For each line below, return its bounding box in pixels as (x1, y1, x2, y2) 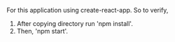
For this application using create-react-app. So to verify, (6, 6, 169, 14)
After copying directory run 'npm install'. (16, 20, 134, 27)
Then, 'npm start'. (16, 27, 68, 35)
